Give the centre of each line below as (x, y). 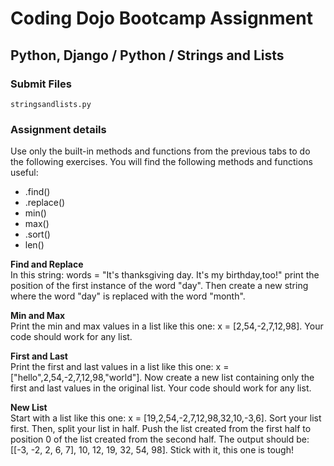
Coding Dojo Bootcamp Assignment (161, 18)
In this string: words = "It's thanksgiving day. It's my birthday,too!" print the (165, 275)
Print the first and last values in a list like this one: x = (120, 367)
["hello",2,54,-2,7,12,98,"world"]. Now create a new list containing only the (162, 378)
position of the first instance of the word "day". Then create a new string (159, 286)
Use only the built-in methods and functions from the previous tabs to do (160, 151)
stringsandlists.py (51, 104)
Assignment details (58, 129)
